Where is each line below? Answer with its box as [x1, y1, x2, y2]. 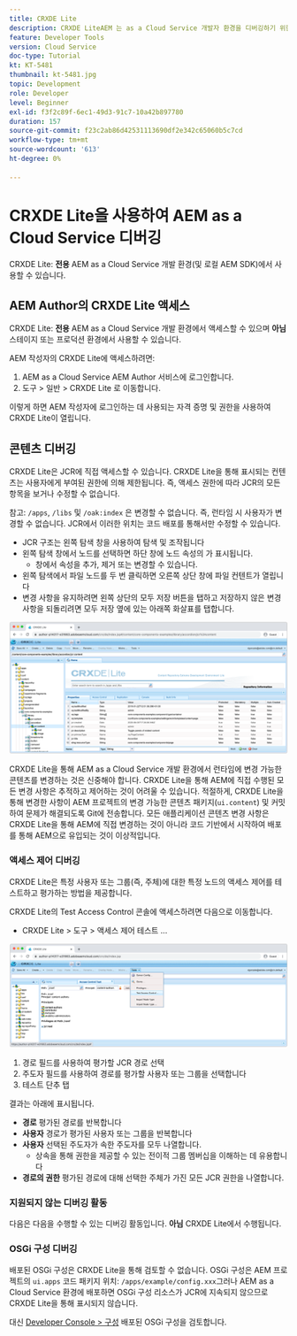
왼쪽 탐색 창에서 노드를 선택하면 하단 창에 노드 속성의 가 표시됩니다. [21, 549, 254, 559]
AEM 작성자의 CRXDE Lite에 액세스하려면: [9, 353, 156, 364]
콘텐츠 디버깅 [9, 441, 77, 456]
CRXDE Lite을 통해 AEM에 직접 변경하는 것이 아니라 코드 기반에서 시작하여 [9, 819, 266, 830]
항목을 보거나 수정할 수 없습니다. [9, 488, 121, 499]
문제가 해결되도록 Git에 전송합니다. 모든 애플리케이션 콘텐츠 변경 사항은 [25, 808, 270, 818]
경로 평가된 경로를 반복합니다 [21, 1117, 122, 1128]
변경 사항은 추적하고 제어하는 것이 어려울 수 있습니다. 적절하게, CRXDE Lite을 [18, 786, 285, 796]
